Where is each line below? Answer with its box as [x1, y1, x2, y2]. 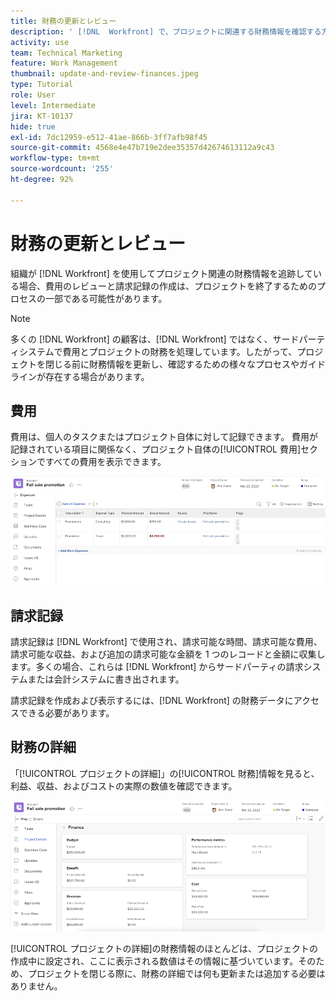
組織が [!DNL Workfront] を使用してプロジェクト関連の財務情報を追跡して [10, 267, 313, 279]
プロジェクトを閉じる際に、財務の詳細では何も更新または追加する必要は [27, 968, 326, 980]
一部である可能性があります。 [44, 292, 168, 304]
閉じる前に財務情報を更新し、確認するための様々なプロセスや [44, 358, 300, 370]
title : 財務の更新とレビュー [10, 16, 117, 26]
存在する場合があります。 [44, 370, 150, 382]
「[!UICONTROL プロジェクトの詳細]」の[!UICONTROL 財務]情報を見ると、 [10, 767, 320, 779]
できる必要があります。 [18, 707, 115, 719]
